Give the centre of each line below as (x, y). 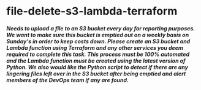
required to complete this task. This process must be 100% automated (98, 54)
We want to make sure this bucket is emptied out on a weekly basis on (98, 35)
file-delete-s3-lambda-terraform (92, 11)
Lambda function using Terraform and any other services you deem (95, 47)
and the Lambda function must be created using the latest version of (96, 61)
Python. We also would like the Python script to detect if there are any (97, 67)
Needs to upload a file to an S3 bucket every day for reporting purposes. (100, 28)
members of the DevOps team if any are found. (67, 80)
